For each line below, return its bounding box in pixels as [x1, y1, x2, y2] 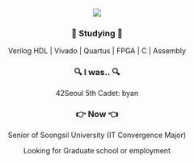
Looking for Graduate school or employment [23, 145, 171, 155]
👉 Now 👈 [75, 109, 119, 120]
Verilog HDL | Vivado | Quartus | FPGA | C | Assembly [8, 46, 186, 56]
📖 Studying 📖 [71, 27, 123, 39]
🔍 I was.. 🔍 [74, 67, 120, 78]
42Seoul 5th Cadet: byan [55, 88, 139, 98]
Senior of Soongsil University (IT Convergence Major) [7, 130, 187, 140]
